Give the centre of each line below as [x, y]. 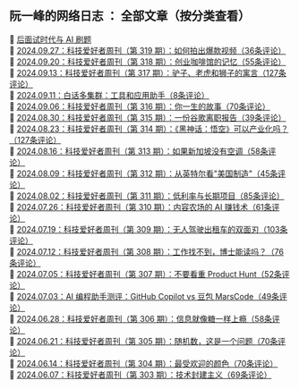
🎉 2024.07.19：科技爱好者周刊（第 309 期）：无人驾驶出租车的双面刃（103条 [149, 229]
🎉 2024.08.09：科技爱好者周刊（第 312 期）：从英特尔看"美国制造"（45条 [144, 173]
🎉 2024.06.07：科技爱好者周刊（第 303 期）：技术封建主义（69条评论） [141, 375]
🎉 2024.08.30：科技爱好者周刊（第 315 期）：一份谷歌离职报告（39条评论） [148, 117]
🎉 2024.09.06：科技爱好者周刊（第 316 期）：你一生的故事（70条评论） [140, 106]
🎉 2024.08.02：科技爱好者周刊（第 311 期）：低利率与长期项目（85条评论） [147, 196]
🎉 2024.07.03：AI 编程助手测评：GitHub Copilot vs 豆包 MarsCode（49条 [145, 296]
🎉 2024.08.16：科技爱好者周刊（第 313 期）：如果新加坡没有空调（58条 [139, 151]
